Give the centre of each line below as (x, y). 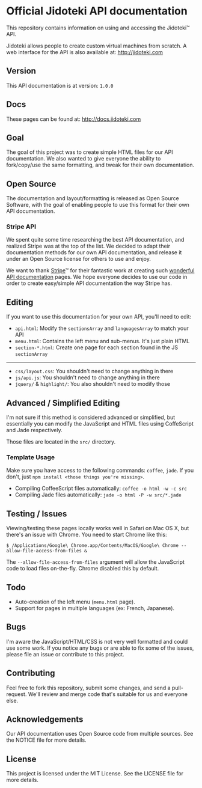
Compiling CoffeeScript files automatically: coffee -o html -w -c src (101, 489)
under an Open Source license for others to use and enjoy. (79, 259)
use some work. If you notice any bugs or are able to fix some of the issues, (100, 648)
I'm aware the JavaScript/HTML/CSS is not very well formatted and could (97, 641)
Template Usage (31, 457)
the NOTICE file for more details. (46, 740)
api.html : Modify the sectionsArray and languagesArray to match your (102, 328)
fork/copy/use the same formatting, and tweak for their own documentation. (100, 165)
